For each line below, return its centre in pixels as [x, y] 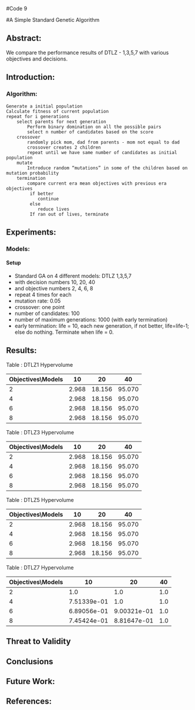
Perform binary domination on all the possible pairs [94, 127]
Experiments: [31, 232]
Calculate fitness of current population [58, 111]
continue [48, 199]
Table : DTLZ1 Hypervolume [40, 364]
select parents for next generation [62, 122]
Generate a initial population [44, 106]
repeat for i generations [38, 116]
